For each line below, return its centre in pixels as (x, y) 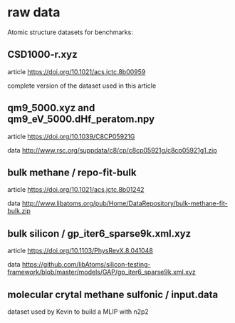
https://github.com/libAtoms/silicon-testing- (86, 265)
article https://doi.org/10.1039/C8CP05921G (71, 136)
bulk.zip (19, 211)
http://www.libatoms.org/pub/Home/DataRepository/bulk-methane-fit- (125, 203)
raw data (34, 12)
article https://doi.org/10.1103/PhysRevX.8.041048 (80, 251)
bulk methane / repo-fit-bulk (72, 172)
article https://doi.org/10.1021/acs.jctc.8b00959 (77, 71)
